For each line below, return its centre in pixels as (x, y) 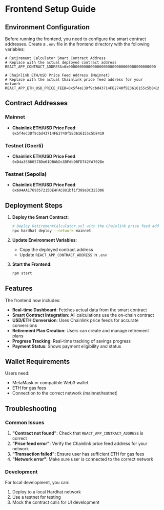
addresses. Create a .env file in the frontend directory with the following (77, 44)
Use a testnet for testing (36, 497)
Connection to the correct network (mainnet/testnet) (65, 393)
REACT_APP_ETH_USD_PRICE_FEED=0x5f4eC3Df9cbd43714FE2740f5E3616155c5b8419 (83, 88)
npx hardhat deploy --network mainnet (51, 231)
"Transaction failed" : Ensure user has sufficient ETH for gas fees (78, 454)
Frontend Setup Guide (51, 9)
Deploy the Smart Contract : (41, 217)
